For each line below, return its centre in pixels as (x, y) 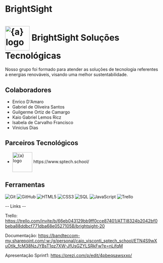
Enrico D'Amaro (28, 102)
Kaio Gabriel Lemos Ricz (37, 117)
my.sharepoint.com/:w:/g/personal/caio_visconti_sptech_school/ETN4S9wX (81, 241)
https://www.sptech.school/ (61, 162)
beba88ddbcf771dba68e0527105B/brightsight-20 (55, 226)
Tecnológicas (33, 56)
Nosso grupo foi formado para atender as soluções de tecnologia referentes (82, 69)
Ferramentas (25, 185)
